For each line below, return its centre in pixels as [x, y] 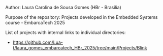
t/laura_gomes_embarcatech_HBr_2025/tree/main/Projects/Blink [80, 48]
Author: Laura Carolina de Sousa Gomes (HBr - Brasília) [63, 7]
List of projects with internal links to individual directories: [66, 32]
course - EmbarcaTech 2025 [35, 23]
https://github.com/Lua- [38, 42]
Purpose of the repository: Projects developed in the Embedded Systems [81, 17]
